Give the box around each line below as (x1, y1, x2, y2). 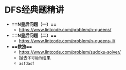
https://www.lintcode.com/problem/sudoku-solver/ (18, 49, 121, 55)
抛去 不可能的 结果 (18, 55, 51, 60)
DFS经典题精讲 (4, 4, 64, 15)
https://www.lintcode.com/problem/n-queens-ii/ (18, 38, 116, 43)
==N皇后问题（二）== (11, 32, 57, 38)
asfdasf (18, 61, 35, 66)
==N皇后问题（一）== (11, 21, 57, 27)
